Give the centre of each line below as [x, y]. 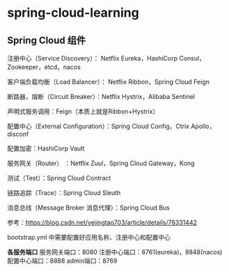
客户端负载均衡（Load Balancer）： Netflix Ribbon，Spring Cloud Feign [109, 82]
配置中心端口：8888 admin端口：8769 [62, 261]
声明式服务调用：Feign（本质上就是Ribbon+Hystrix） [83, 111]
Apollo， [203, 126]
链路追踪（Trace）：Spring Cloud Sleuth [64, 193]
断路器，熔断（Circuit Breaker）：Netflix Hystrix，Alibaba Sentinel [101, 96]
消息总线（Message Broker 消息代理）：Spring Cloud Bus [89, 208]
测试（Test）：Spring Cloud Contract [59, 178]
